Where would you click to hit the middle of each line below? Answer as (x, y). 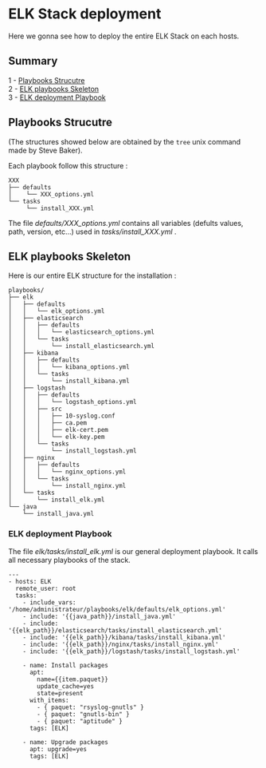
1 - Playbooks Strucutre (47, 80)
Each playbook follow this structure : (68, 165)
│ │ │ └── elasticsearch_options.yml (82, 332)
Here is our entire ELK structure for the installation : (92, 275)
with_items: (49, 700)
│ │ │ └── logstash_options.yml (72, 402)
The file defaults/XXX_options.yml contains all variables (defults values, (126, 223)
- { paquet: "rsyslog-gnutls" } (91, 707)
